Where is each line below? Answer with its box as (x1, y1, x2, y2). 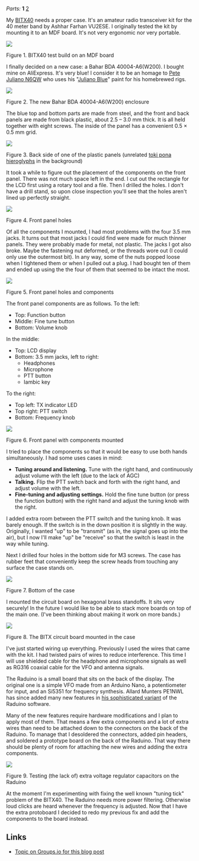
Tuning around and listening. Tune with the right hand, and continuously (14, 466, 193, 473)
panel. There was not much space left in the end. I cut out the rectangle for (6, 175, 190, 182)
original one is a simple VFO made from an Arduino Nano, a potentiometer (6, 682, 187, 689)
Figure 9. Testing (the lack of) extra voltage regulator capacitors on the (6, 772, 179, 779)
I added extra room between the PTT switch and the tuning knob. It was (6, 515, 181, 522)
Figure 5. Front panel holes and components (6, 288, 114, 295)
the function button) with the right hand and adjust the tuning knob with (14, 497, 190, 504)
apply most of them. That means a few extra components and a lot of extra (6, 718, 189, 725)
